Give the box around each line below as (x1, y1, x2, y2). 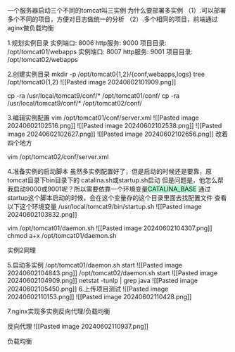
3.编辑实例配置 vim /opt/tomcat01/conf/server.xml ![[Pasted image (7, 113, 199, 122)
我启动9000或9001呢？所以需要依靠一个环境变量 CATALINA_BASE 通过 (7, 185, 211, 193)
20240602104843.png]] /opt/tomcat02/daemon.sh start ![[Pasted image (7, 269, 218, 277)
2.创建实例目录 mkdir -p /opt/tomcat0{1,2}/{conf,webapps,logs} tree (7, 70, 205, 78)
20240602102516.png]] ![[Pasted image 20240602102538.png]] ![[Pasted (7, 122, 222, 130)
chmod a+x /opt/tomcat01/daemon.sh (7, 232, 117, 239)
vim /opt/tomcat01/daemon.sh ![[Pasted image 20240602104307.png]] (7, 224, 212, 232)
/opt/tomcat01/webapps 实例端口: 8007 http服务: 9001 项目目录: (7, 48, 193, 56)
